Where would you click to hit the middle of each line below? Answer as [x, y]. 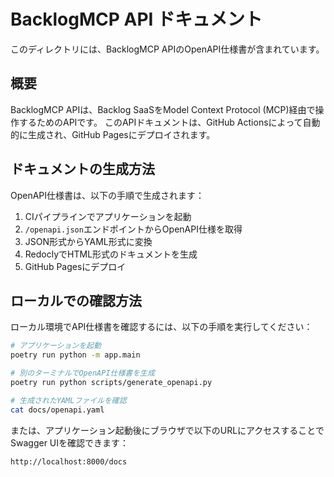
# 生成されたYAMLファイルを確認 [68, 400]
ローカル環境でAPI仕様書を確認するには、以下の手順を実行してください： [161, 327]
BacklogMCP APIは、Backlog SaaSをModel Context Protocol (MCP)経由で [163, 109]
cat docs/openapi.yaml [57, 410]
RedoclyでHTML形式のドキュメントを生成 [111, 254]
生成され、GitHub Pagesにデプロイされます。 [121, 134]
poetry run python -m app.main [75, 355]
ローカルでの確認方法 [76, 300]
